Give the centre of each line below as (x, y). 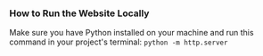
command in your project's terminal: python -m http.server (119, 42)
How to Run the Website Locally (79, 13)
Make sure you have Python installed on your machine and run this (131, 33)
